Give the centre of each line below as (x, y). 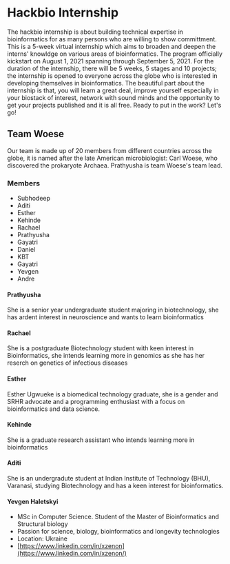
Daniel (26, 250)
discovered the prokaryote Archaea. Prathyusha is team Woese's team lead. (115, 165)
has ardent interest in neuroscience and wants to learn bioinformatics (106, 317)
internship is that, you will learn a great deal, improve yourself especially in (113, 90)
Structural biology (42, 524)
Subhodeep (33, 199)
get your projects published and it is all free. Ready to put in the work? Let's (114, 105)
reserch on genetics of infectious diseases (67, 363)
